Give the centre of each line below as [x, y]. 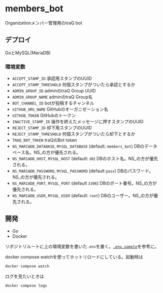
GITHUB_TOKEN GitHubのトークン [44, 115]
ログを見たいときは [25, 276]
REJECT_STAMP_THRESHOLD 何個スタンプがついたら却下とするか [74, 134]
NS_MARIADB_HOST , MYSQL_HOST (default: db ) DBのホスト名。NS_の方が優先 [85, 159]
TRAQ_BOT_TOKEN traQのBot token [45, 140]
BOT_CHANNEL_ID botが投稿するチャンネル [53, 103]
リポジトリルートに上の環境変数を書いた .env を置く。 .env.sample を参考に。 [82, 246]
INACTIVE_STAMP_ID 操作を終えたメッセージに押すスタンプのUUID [78, 122]
